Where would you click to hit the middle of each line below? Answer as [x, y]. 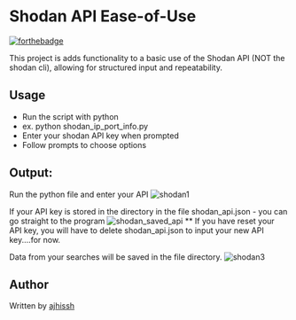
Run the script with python [70, 116]
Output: [31, 173]
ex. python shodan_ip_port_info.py [85, 126]
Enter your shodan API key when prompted [100, 136]
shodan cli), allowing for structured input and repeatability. [116, 67]
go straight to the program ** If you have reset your [142, 221]
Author [29, 284]
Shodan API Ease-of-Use [103, 16]
